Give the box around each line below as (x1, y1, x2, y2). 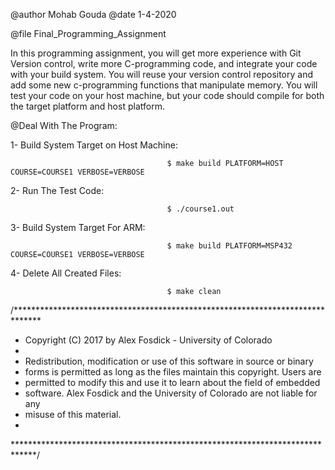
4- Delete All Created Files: (10, 267, 122, 279)
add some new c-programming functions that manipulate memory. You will (10, 79, 318, 91)
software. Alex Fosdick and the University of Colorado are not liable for (24, 387, 318, 399)
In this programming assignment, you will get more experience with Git (10, 47, 302, 59)
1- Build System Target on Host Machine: (10, 139, 178, 151)
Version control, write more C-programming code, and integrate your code (10, 58, 318, 69)
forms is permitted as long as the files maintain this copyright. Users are (24, 366, 322, 378)
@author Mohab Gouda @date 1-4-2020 (10, 9, 177, 20)
